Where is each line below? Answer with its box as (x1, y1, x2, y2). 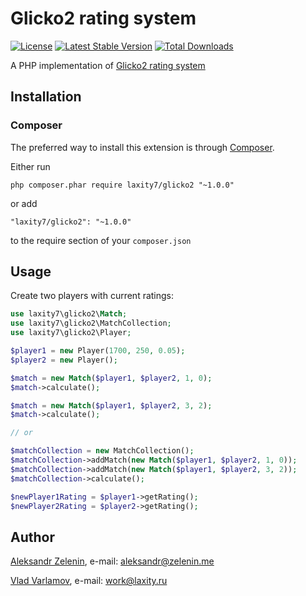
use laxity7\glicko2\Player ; (10, 328, 132, 338)
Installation (10, 88, 82, 106)
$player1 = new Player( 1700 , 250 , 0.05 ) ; (10, 346, 186, 356)
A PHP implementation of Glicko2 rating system (10, 59, 206, 71)
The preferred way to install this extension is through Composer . (10, 141, 275, 153)
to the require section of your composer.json (10, 234, 192, 246)
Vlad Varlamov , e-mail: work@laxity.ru (10, 575, 168, 587)
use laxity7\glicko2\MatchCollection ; (10, 318, 172, 329)
